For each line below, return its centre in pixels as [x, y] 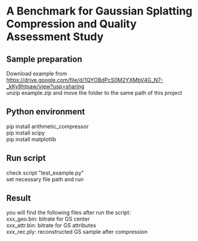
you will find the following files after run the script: [69, 213]
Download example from [37, 73]
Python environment [46, 112]
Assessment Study [55, 37]
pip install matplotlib [31, 139]
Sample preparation [44, 59]
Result [19, 198]
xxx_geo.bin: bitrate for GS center [48, 219]
